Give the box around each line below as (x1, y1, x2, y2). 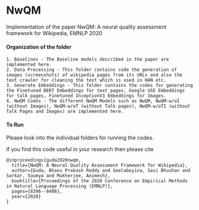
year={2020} (11, 194, 42, 200)
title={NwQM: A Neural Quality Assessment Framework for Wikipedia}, (11, 162, 188, 168)
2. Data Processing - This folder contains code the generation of (6, 67, 178, 73)
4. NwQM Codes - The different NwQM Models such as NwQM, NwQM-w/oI (6, 98, 180, 104)
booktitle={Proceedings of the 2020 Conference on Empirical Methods (11, 178, 188, 184)
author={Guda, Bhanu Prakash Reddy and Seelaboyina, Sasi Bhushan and (11, 168, 191, 174)
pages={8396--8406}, (11, 189, 63, 195)
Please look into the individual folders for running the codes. (6, 134, 154, 142)
